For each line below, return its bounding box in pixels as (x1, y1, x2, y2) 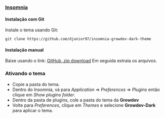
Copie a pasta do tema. (12, 81, 60, 87)
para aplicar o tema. (12, 107, 53, 113)
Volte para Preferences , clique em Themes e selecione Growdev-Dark (12, 102, 156, 108)
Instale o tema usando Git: (5, 27, 58, 33)
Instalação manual (5, 47, 44, 53)
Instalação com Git (5, 16, 44, 22)
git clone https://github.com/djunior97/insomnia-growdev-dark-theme (5, 36, 152, 42)
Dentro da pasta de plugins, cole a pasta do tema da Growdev (12, 97, 139, 103)
